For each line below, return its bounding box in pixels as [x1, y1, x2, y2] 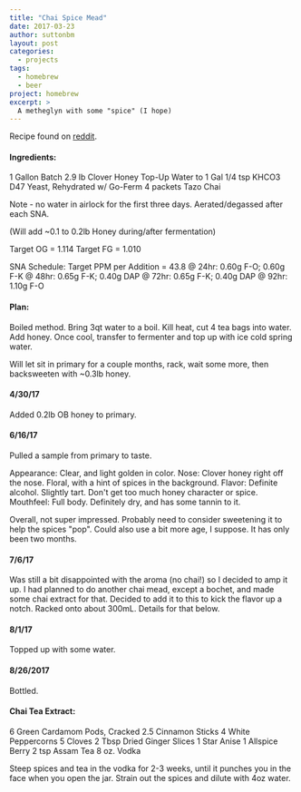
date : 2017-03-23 [9, 22, 75, 31]
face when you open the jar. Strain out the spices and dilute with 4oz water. [9, 772, 292, 783]
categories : [9, 47, 54, 56]
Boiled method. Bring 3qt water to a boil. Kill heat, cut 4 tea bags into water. [9, 321, 292, 332]
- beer [17, 81, 43, 90]
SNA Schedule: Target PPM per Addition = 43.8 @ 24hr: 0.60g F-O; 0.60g [9, 261, 286, 272]
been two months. [9, 533, 77, 544]
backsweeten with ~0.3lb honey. [9, 368, 131, 379]
